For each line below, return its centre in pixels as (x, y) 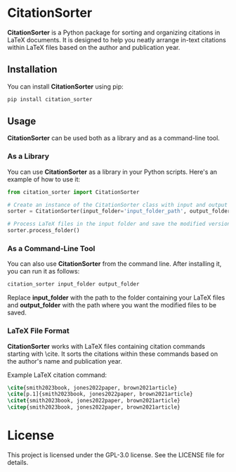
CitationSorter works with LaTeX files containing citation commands (106, 346)
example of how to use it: (44, 179)
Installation (32, 69)
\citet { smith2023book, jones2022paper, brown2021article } (94, 401)
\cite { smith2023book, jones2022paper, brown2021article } (92, 388)
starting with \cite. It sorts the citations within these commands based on (113, 354)
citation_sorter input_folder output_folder (73, 284)
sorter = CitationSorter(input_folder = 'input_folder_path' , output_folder (119, 211)
